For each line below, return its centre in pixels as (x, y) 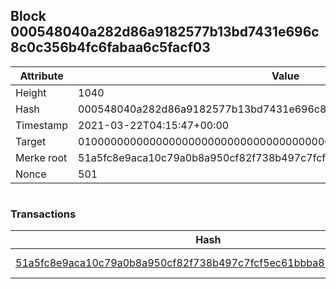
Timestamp (42, 125)
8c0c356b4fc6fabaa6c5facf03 (110, 47)
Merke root (41, 157)
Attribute (41, 76)
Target (31, 141)
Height (31, 92)
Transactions (43, 214)
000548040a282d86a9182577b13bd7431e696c (165, 32)
